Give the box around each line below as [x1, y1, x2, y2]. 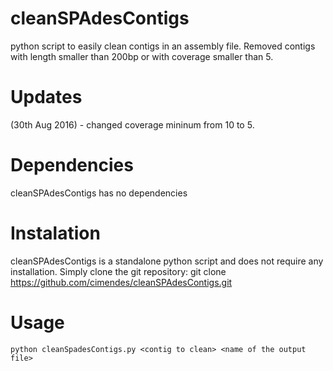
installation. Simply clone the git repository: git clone [10, 265, 227, 277]
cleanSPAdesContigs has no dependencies [10, 187, 188, 199]
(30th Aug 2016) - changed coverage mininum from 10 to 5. [10, 118, 255, 131]
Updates [10, 86, 83, 109]
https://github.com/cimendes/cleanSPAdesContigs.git [10, 276, 233, 288]
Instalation [10, 222, 101, 244]
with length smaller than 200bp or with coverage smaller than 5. [10, 50, 274, 62]
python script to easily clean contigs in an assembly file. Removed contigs [10, 40, 316, 52]
